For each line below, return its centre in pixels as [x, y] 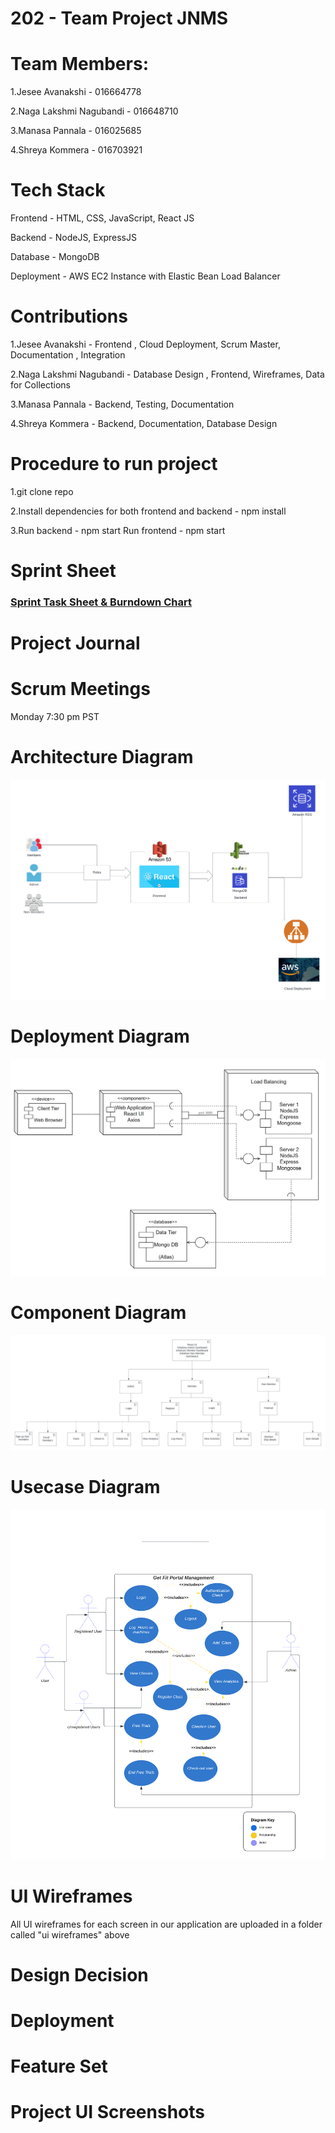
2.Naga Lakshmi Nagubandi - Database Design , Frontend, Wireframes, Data [167, 374]
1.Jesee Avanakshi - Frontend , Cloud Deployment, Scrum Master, [145, 344]
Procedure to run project [114, 464]
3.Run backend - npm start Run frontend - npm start [118, 530]
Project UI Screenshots [107, 2112]
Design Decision [79, 1974]
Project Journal [75, 643]
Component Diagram [98, 1313]
